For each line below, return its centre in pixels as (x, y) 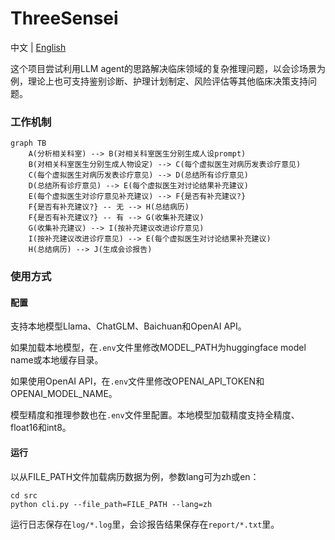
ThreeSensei (64, 18)
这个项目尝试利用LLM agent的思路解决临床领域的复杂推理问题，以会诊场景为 (168, 68)
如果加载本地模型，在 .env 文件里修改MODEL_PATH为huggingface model (158, 348)
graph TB (28, 143)
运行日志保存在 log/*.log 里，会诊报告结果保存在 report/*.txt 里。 (145, 524)
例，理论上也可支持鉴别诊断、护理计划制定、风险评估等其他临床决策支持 (159, 81)
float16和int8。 (41, 428)
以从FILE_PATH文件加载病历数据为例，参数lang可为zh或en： (135, 476)
